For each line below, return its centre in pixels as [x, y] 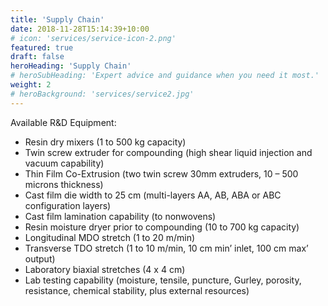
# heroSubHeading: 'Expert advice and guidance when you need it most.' [165, 76]
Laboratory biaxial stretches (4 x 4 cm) [105, 269]
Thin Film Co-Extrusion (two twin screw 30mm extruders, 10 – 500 [161, 173]
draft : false [37, 57]
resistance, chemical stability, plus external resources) [137, 290]
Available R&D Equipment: [63, 122]
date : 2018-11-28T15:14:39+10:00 [80, 29]
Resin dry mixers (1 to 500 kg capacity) [105, 142]
